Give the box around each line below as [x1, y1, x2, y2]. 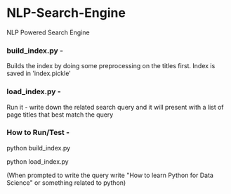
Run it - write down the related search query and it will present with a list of [6, 103, 224, 111]
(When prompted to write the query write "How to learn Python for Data [6, 171, 213, 179]
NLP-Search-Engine [6, 5, 126, 21]
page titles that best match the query [6, 110, 114, 119]
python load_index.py [6, 157, 69, 166]
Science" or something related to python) [6, 178, 126, 187]
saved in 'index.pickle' [6, 69, 72, 78]
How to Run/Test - [6, 128, 70, 138]
